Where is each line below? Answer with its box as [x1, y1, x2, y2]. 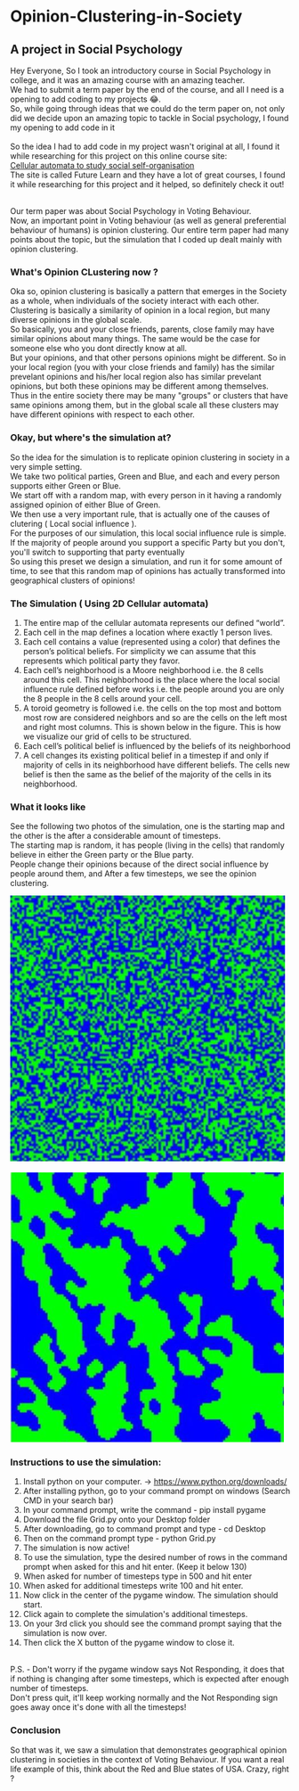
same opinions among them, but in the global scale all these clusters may [10, 399, 279, 411]
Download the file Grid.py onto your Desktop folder [22, 1514, 211, 1525]
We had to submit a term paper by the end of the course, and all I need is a [10, 85, 285, 94]
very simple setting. [10, 461, 83, 472]
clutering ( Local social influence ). [10, 518, 137, 529]
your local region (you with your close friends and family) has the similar [10, 362, 275, 373]
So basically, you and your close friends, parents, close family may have [10, 324, 275, 335]
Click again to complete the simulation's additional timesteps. [22, 1609, 248, 1620]
